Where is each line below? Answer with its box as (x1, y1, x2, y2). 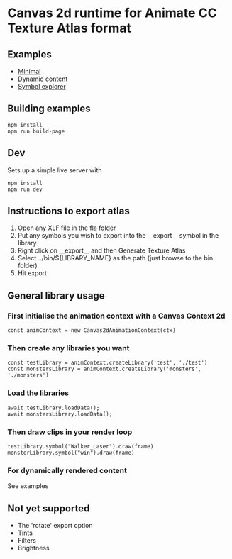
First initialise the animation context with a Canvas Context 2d (7, 311, 226, 321)
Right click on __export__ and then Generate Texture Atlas (17, 246, 186, 255)
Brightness (17, 544, 50, 553)
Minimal (17, 67, 41, 75)
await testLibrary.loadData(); (7, 404, 100, 411)
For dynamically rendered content (7, 465, 128, 475)
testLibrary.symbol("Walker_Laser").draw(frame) (7, 443, 154, 450)
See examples (7, 482, 49, 490)
